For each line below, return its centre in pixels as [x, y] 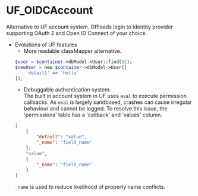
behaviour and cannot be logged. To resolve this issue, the [95, 109]
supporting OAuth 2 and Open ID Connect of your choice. [77, 33]
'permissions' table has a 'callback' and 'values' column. [93, 115]
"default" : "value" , [62, 137]
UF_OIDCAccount [50, 10]
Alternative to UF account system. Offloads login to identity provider [90, 27]
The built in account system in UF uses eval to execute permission [105, 96]
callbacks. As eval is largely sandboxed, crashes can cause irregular [108, 102]
